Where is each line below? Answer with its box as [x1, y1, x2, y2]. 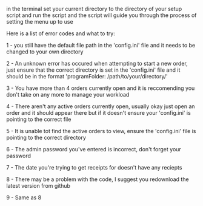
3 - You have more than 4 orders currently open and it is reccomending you [6, 84, 195, 92]
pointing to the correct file [6, 115, 72, 123]
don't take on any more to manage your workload [6, 91, 130, 98]
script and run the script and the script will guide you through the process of [6, 12, 197, 19]
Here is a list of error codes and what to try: [6, 30, 115, 37]
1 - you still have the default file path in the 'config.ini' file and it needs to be [6, 42, 196, 49]
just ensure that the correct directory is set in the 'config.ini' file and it [6, 66, 181, 74]
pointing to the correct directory [6, 134, 87, 141]
